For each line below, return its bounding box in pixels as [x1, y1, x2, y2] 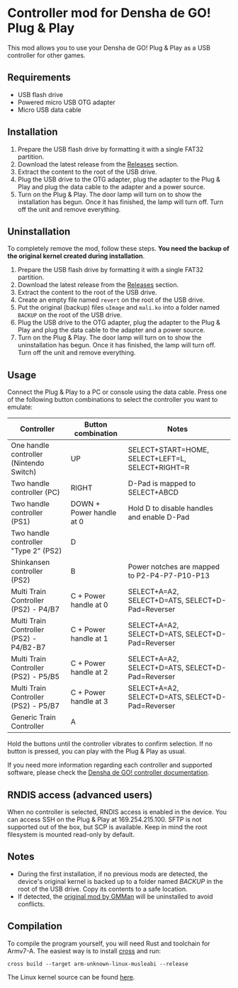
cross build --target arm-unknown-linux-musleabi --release [7, 960, 189, 967]
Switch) [11, 467, 37, 477]
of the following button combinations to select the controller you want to [7, 395, 218, 404]
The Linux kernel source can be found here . [7, 972, 135, 981]
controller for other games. [7, 51, 86, 60]
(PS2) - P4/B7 [11, 605, 60, 614]
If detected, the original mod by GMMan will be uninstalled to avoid [17, 892, 214, 901]
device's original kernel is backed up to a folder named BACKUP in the [17, 877, 223, 885]
